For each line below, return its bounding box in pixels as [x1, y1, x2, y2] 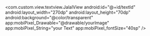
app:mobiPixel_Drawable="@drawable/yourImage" [5, 20, 109, 26]
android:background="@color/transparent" [5, 15, 93, 20]
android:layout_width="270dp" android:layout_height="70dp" [5, 9, 131, 15]
